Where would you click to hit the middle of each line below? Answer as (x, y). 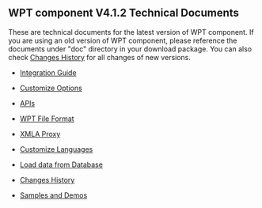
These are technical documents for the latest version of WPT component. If (131, 32)
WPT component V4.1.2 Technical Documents (124, 13)
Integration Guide (48, 72)
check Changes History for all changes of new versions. (100, 57)
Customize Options (51, 88)
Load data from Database (61, 165)
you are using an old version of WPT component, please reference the (123, 40)
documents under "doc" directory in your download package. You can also (130, 49)
